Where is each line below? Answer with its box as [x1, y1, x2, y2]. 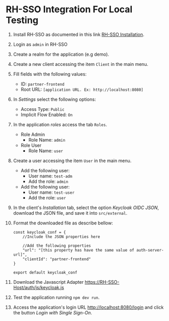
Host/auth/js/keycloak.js [13, 284, 64, 290]
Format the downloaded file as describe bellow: [13, 220, 114, 226]
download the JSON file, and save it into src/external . [13, 210, 128, 216]
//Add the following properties [22, 243, 91, 248]
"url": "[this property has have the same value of [22, 247, 134, 253]
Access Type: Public [20, 106, 65, 112]
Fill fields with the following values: [13, 71, 87, 77]
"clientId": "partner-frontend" [22, 257, 91, 262]
